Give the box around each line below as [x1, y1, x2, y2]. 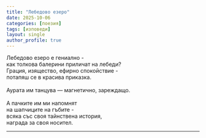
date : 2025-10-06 [6, 15, 51, 21]
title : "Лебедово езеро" [6, 9, 70, 15]
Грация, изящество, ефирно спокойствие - [6, 67, 118, 74]
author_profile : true [6, 37, 62, 43]
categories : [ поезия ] [6, 20, 62, 26]
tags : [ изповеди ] [6, 26, 51, 32]
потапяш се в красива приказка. [6, 74, 92, 81]
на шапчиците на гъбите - [6, 106, 74, 113]
